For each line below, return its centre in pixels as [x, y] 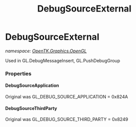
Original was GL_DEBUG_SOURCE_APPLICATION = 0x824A [66, 97]
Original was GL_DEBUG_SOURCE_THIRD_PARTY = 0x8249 [67, 119]
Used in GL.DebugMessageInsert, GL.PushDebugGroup [63, 60]
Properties [18, 73]
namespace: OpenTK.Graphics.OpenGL [46, 51]
